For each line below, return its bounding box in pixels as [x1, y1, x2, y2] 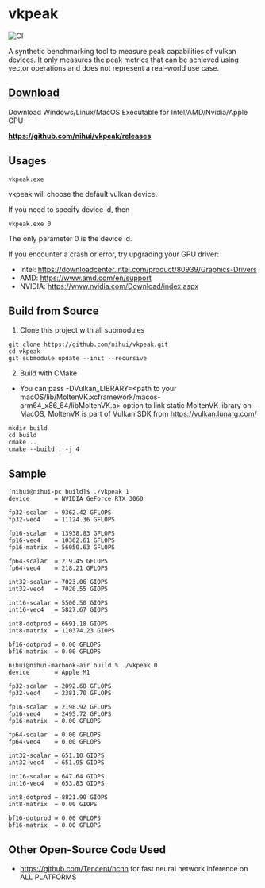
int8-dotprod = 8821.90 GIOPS [8, 794, 109, 802]
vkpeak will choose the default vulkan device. [8, 189, 158, 198]
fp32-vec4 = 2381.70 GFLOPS [8, 690, 112, 698]
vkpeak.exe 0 [8, 220, 52, 228]
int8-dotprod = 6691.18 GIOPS [8, 620, 109, 628]
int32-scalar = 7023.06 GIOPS [8, 579, 109, 586]
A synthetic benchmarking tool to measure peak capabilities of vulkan [8, 46, 236, 56]
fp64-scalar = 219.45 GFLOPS [8, 557, 109, 566]
